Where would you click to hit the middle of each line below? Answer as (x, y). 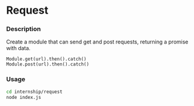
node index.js (24, 97)
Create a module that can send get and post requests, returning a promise (97, 42)
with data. (19, 48)
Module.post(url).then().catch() (48, 64)
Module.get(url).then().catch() (46, 59)
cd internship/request (34, 92)
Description (24, 29)
